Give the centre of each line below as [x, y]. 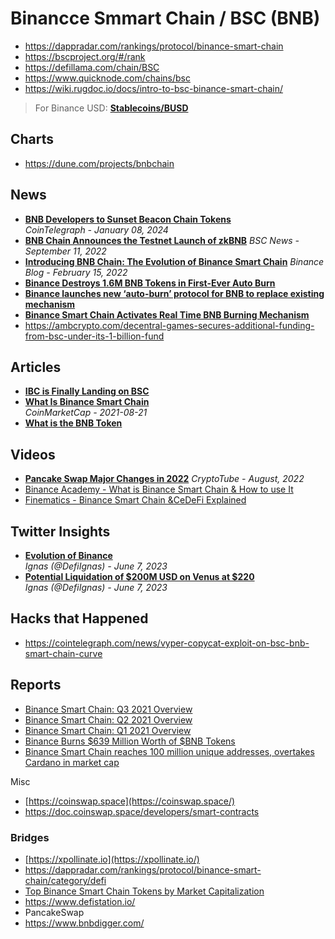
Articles [36, 367]
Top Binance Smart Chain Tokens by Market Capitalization [144, 891]
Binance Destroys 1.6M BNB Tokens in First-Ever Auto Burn [150, 283]
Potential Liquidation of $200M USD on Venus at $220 [139, 576]
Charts [32, 139]
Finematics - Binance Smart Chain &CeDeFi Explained [135, 500]
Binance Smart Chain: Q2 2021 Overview [108, 719]
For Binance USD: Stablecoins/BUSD [111, 108]
